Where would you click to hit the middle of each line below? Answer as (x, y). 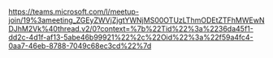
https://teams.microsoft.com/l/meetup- (74, 12)
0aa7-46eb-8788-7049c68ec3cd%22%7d (80, 46)
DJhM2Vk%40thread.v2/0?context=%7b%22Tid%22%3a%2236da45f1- (131, 29)
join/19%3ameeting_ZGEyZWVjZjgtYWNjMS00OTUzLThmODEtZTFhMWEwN (136, 20)
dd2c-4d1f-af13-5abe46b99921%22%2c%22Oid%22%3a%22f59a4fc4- (131, 37)
